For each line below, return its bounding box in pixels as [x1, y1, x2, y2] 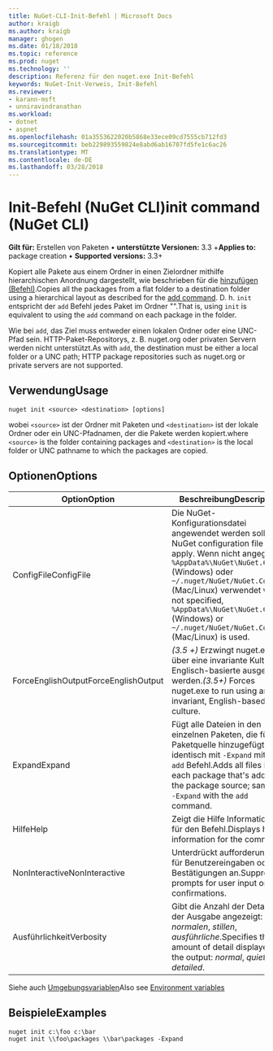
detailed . [171, 962, 206, 973]
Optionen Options [8, 469, 97, 483]
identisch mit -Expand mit [171, 749, 266, 761]
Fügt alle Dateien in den [171, 718, 262, 730]
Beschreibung [179, 493, 235, 504]
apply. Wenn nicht [171, 547, 240, 559]
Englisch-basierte [171, 665, 241, 676]
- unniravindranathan [8, 102, 82, 111]
